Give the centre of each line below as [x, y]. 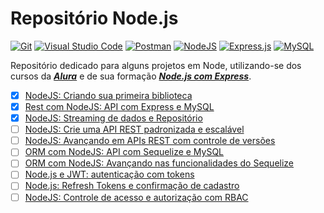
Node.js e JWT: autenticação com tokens [109, 174]
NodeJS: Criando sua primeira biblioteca [108, 95]
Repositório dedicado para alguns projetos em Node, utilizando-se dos [156, 65]
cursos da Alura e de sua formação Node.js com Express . [131, 76]
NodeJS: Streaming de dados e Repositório [113, 118]
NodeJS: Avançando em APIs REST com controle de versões [150, 141]
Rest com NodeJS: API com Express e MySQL [119, 106]
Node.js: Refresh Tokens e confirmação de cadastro [132, 186]
